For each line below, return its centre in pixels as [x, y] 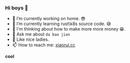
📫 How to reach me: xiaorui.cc [44, 45]
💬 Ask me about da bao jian [41, 34]
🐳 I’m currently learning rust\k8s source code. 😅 [62, 24]
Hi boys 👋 [17, 8]
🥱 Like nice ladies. [31, 39]
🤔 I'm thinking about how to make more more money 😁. [69, 29]
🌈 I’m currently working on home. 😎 [49, 19]
